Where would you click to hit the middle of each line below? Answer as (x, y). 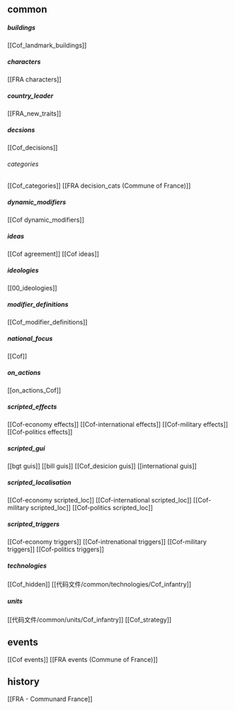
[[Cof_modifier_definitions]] (47, 322)
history (24, 682)
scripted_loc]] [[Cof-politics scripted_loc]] (92, 508)
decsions (21, 130)
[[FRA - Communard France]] (50, 699)
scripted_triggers (34, 524)
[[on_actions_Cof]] (34, 390)
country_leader (30, 96)
